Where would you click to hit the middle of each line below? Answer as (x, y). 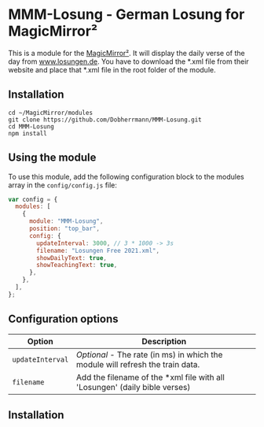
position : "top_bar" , (64, 229)
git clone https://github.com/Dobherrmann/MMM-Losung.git (105, 120)
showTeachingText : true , (77, 265)
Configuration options (64, 319)
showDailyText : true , (72, 258)
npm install (27, 133)
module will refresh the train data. (138, 364)
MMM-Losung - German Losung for (126, 15)
